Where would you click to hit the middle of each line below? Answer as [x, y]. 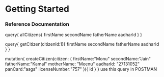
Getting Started [37, 9]
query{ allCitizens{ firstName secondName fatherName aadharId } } [74, 35]
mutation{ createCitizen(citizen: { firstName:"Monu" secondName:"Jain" [78, 59]
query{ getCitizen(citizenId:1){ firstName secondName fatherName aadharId [82, 44]
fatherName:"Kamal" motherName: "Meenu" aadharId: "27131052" [72, 64]
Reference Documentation [37, 24]
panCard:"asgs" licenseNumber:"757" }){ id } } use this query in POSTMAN [81, 69]
